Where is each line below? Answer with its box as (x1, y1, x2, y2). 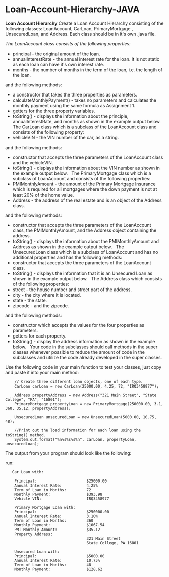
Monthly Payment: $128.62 (14, 567, 102, 572)
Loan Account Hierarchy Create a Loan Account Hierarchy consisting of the (5, 20, 164, 26)
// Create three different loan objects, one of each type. (14, 379, 143, 384)
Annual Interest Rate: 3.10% (14, 514, 98, 519)
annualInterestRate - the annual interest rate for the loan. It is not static (12, 56, 160, 62)
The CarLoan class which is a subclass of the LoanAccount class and (12, 124, 157, 130)
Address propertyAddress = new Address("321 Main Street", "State (14, 393, 157, 398)
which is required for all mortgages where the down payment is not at (12, 186, 157, 193)
